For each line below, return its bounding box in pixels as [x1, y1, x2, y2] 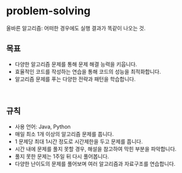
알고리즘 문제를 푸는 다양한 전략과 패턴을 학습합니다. [14, 76, 136, 83]
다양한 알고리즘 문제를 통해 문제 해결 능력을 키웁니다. [14, 61, 137, 68]
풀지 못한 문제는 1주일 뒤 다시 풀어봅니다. [14, 153, 109, 160]
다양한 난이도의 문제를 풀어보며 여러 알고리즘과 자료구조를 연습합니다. [14, 160, 175, 167]
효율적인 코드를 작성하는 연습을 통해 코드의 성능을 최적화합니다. [14, 68, 162, 75]
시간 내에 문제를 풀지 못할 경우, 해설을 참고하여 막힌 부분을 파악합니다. [14, 145, 177, 152]
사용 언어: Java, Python [14, 123, 71, 130]
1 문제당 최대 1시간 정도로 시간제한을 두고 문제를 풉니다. [14, 138, 143, 145]
